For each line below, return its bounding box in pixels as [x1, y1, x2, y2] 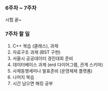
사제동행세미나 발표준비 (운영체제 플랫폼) [12, 67, 93, 73]
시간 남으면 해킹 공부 [12, 80, 53, 86]
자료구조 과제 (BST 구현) [12, 49, 61, 55]
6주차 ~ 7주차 [5, 4, 37, 11]
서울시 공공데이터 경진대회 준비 [12, 55, 73, 61]
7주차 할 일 [5, 30, 30, 37]
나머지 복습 [12, 74, 35, 80]
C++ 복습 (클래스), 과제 [12, 42, 59, 48]
